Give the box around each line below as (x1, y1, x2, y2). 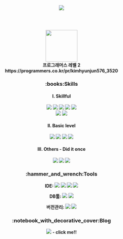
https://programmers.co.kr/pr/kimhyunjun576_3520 (5, 68, 118, 74)
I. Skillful (52, 93, 71, 99)
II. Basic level (47, 122, 76, 128)
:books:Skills (45, 80, 78, 87)
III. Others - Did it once (37, 146, 86, 152)
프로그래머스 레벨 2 (42, 62, 81, 68)
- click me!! (52, 229, 77, 235)
